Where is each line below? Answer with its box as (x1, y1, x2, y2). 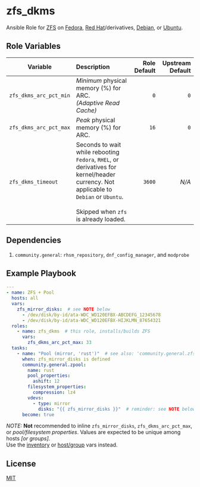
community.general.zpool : (21, 362, 86, 368)
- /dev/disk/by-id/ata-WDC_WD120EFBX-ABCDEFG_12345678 (21, 312, 161, 318)
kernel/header (76, 170, 116, 178)
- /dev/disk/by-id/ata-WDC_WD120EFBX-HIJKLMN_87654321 (21, 317, 161, 323)
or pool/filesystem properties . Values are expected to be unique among (6, 429, 181, 436)
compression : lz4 (32, 389, 76, 395)
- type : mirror (32, 401, 70, 407)
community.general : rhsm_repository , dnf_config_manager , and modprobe (14, 251, 189, 258)
